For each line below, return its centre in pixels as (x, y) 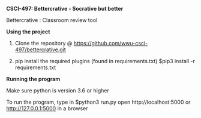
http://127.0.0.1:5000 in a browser (47, 108)
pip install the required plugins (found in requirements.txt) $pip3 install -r (105, 61)
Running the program (33, 79)
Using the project (28, 32)
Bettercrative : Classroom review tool (52, 20)
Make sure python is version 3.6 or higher (58, 91)
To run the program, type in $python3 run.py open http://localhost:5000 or (98, 102)
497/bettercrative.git (40, 49)
